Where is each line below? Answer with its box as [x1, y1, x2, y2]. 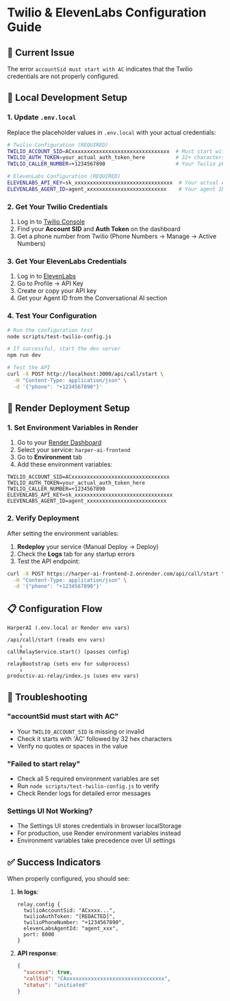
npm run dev [7, 352, 41, 359]
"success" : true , [23, 969, 73, 976]
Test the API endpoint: [16, 557, 80, 565]
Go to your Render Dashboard [16, 438, 102, 447]
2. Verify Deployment [7, 513, 80, 523]
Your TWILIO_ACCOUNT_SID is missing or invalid [16, 727, 145, 735]
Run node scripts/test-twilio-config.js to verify [16, 782, 159, 790]
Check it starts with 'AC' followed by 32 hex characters [16, 734, 172, 742]
